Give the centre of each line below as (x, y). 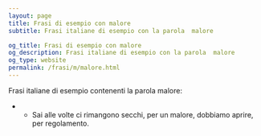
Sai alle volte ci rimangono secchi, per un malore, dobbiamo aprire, (143, 114)
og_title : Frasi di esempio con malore (75, 45)
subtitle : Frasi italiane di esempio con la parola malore (111, 31)
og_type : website (37, 60)
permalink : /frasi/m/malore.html (64, 68)
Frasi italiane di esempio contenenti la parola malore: (96, 90)
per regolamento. (61, 123)
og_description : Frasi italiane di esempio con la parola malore (122, 53)
